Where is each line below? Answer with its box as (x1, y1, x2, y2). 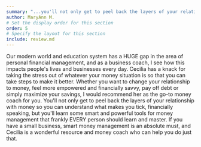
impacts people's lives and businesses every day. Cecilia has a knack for (6, 65, 186, 72)
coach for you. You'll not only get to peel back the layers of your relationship (6, 97, 194, 104)
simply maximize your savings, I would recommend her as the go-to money (6, 90, 191, 98)
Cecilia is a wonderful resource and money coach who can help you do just (6, 129, 192, 136)
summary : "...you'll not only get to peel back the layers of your (6, 8, 178, 15)
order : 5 (6, 25, 28, 32)
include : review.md (6, 36, 55, 42)
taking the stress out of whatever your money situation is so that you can (6, 72, 186, 79)
